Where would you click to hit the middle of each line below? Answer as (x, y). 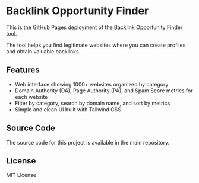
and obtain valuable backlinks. (43, 51)
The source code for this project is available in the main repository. (88, 142)
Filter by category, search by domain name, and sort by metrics (92, 103)
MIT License (21, 175)
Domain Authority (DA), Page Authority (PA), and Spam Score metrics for (104, 91)
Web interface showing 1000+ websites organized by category (91, 84)
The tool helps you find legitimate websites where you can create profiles (96, 45)
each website (31, 97)
